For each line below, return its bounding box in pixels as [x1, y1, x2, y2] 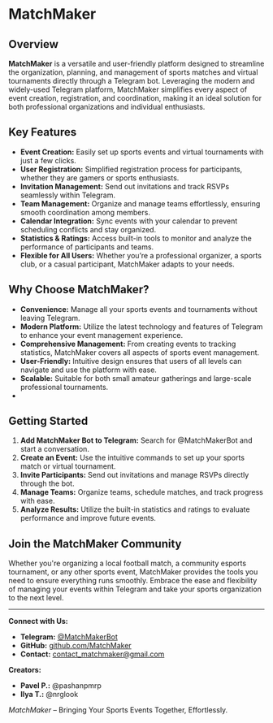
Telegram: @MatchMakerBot [19, 632, 118, 642]
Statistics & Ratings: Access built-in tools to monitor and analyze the [19, 233, 252, 243]
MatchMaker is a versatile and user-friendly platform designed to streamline [8, 58, 265, 68]
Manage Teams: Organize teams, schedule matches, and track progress [19, 487, 264, 497]
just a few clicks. [19, 155, 77, 165]
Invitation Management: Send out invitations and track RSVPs [19, 181, 230, 191]
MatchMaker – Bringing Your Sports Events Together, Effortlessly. [8, 705, 228, 715]
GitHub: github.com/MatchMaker [19, 641, 132, 651]
